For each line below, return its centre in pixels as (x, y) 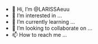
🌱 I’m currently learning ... (43, 22)
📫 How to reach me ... (39, 35)
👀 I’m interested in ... (37, 15)
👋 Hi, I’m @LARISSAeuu (41, 9)
